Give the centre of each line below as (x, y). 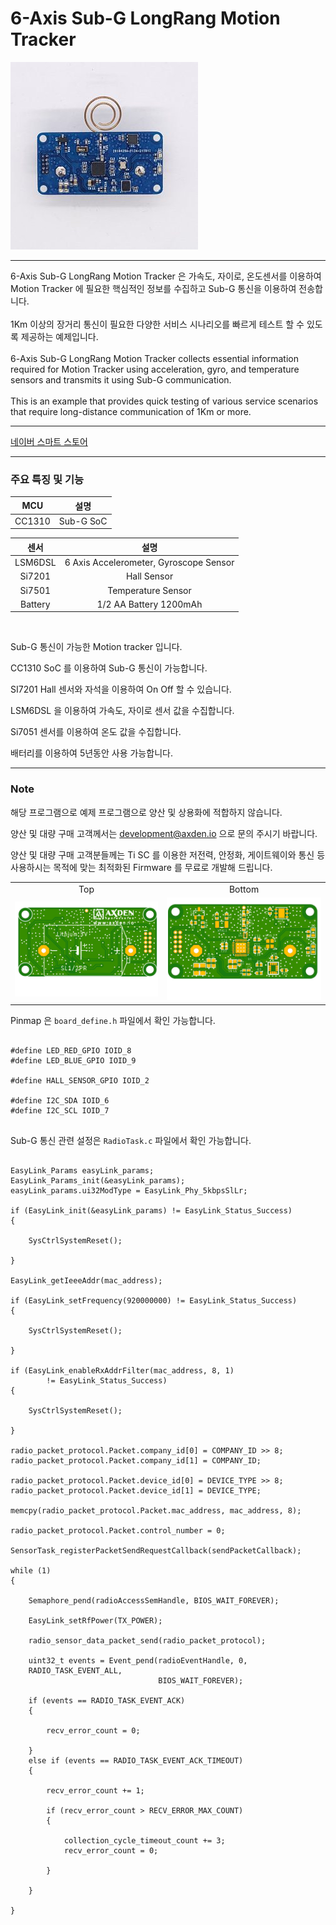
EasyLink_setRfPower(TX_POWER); (95, 1620)
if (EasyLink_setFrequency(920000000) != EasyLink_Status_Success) (154, 1300)
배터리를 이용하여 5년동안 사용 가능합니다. (91, 753)
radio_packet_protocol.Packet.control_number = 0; (118, 1530)
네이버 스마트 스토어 (49, 441)
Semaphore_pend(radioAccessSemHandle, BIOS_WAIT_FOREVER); (154, 1600)
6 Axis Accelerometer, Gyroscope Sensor (149, 563)
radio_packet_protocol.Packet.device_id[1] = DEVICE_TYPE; (136, 1490)
